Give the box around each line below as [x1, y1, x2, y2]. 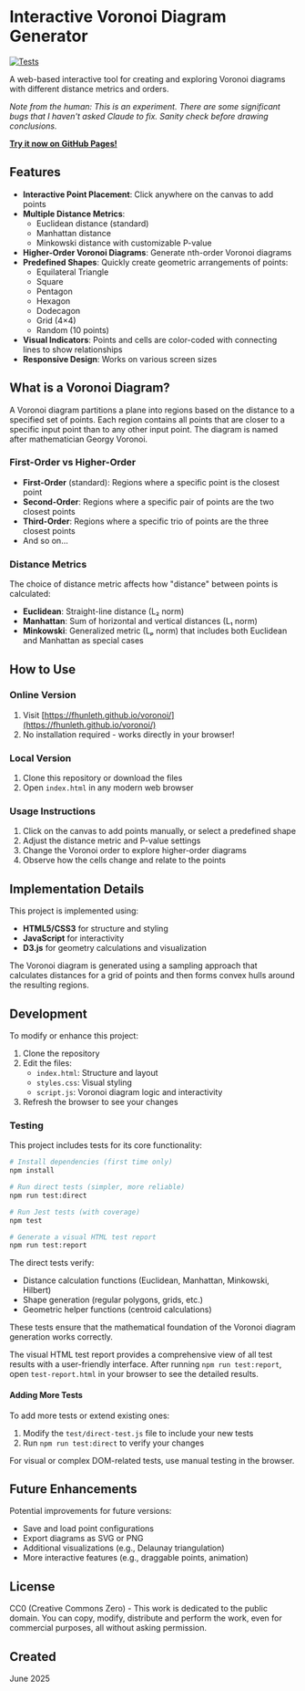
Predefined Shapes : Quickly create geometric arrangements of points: [22, 256, 289, 267]
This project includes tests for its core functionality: [9, 1140, 203, 1151]
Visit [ [22, 709, 46, 720]
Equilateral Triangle [36, 266, 109, 277]
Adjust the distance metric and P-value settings [22, 835, 201, 846]
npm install [9, 1166, 55, 1175]
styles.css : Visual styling [36, 1077, 132, 1088]
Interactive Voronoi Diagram [9, 6, 227, 27]
